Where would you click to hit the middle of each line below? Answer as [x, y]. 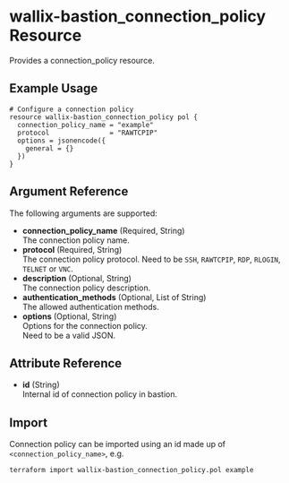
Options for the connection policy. [85, 325]
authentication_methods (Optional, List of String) [114, 297]
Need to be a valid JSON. [69, 335]
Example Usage [54, 88]
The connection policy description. [86, 288]
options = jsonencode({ [61, 141]
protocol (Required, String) [72, 249]
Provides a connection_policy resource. [82, 60]
